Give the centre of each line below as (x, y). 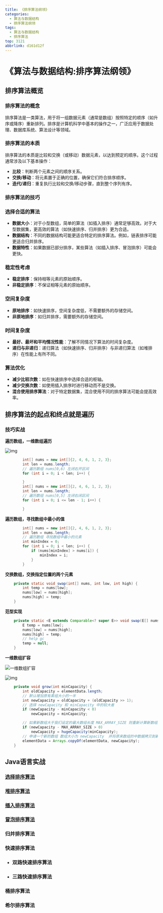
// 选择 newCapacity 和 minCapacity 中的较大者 (69, 705)
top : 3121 (15, 41)
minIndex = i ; (54, 555)
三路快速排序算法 (32, 877)
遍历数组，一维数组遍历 (28, 441)
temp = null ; (36, 643)
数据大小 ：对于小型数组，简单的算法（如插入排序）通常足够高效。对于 (82, 223)
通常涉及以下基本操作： (28, 161)
